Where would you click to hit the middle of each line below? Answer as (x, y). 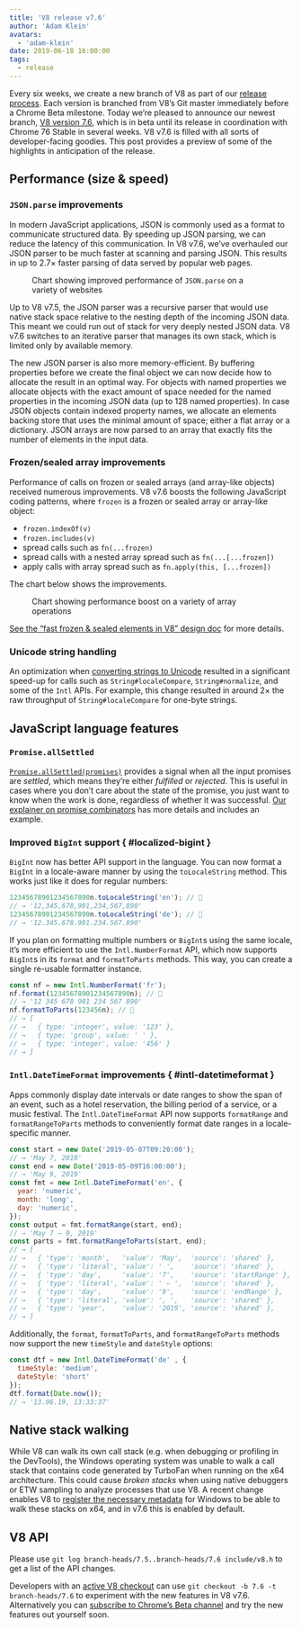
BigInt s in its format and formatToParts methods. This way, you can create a (151, 958)
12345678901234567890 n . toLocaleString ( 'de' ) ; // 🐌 (106, 914)
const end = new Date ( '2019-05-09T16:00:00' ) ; (98, 1166)
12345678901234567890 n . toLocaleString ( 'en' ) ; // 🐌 (106, 898)
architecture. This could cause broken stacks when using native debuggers (149, 1480)
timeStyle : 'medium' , (58, 1369)
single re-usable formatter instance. (75, 968)
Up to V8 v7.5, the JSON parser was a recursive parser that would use (139, 307)
